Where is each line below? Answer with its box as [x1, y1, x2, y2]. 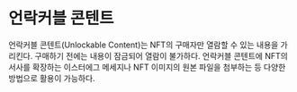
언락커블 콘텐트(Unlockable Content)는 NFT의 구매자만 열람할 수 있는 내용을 [8, 39, 279, 50]
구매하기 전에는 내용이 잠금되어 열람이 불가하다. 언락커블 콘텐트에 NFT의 [34, 50, 289, 61]
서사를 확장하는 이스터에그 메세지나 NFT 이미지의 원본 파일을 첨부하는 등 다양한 [8, 62, 286, 72]
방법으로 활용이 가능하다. [8, 72, 95, 83]
